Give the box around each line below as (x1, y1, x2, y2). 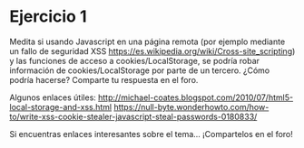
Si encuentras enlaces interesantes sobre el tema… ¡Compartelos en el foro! (9, 128, 293, 139)
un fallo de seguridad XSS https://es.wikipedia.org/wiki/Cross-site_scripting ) (9, 45, 296, 56)
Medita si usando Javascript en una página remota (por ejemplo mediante (9, 36, 286, 47)
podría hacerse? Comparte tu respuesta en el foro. (9, 74, 199, 85)
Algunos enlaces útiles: (9, 92, 97, 103)
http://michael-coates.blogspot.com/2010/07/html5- (98, 92, 293, 103)
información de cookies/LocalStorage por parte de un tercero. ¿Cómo (9, 65, 270, 76)
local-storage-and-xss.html (9, 101, 112, 112)
